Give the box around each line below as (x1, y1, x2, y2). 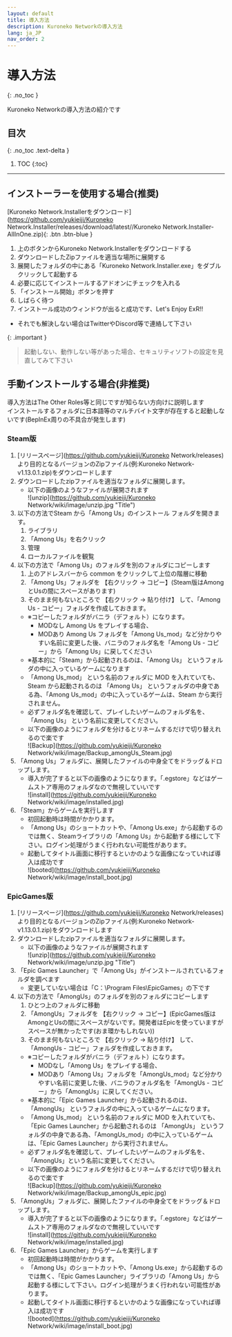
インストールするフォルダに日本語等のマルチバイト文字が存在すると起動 (7, 406, 213, 415)
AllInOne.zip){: (7, 229, 48, 238)
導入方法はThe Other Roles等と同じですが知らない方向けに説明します (7, 398, 205, 406)
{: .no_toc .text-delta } (7, 146, 70, 154)
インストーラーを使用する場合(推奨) (7, 188, 159, 200)
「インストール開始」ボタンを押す (17, 287, 115, 296)
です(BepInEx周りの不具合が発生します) (12, 415, 126, 424)
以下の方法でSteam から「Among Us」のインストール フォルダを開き (17, 509, 214, 517)
